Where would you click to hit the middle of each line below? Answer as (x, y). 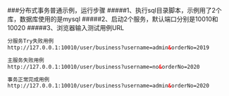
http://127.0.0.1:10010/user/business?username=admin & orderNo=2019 (109, 48)
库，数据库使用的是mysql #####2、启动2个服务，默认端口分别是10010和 (113, 19)
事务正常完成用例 (29, 79)
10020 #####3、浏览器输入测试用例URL (66, 28)
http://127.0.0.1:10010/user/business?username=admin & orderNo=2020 (109, 86)
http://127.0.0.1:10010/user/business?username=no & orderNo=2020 (104, 67)
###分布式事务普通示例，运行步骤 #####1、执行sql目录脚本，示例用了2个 (114, 10)
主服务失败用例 (26, 60)
